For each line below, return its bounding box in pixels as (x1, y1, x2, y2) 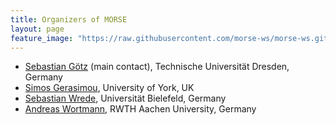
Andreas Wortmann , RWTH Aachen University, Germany (24, 103, 257, 115)
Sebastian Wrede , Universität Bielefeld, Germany (24, 92, 227, 105)
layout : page (10, 24, 65, 34)
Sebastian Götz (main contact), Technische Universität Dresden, (24, 61, 290, 73)
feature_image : (10, 33, 74, 43)
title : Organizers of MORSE (10, 14, 128, 25)
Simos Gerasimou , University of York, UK (24, 82, 195, 94)
